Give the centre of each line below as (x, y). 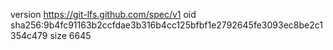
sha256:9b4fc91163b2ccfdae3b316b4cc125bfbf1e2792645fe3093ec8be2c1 (166, 25)
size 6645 (70, 35)
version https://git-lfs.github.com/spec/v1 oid (103, 14)
